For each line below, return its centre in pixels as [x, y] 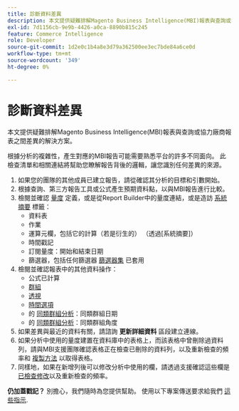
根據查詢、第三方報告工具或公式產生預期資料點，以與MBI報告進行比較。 [123, 189]
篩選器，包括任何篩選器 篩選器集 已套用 [86, 260]
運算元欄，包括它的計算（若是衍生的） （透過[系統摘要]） [112, 233]
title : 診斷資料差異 [34, 14]
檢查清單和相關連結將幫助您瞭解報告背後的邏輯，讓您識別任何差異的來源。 [116, 165]
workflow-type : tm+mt [39, 54]
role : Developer [31, 41]
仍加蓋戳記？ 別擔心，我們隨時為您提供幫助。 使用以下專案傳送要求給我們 [115, 391]
